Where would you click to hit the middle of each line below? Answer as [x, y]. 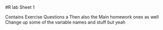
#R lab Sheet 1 [20, 7]
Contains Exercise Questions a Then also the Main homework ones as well [82, 17]
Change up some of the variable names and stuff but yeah [65, 22]
